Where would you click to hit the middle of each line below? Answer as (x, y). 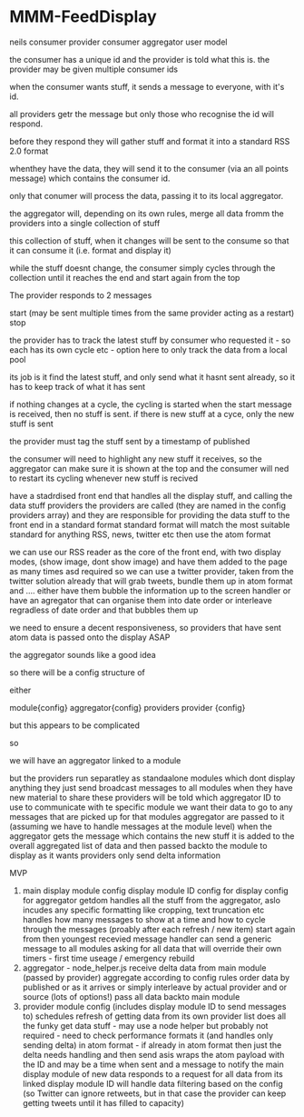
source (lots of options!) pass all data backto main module (131, 996)
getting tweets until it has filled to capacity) (103, 1102)
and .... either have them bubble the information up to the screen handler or (150, 590)
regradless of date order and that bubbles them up (104, 610)
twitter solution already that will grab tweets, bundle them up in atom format (151, 581)
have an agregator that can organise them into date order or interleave (141, 600)
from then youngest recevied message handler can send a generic (147, 939)
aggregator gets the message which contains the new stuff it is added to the (152, 836)
